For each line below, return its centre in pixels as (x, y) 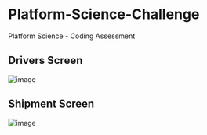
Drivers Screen (45, 60)
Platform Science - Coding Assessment (72, 36)
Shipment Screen (51, 104)
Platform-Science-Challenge (104, 14)
